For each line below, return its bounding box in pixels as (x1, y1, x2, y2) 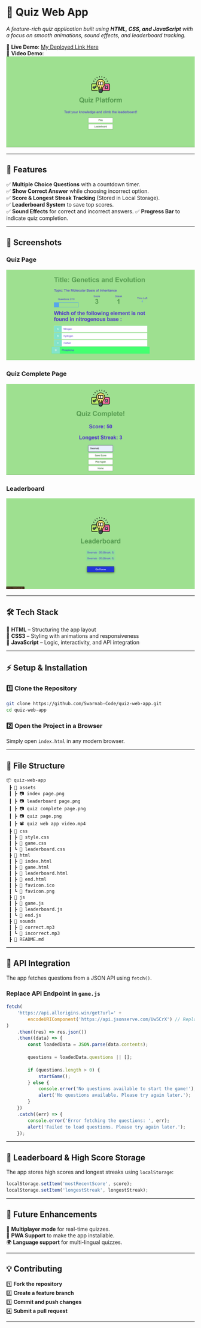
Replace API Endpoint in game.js (6, 989, 100, 998)
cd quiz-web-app (6, 707, 47, 714)
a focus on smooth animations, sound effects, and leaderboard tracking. (6, 31, 186, 38)
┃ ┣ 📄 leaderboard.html (8, 870, 68, 876)
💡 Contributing (6, 1264, 63, 1274)
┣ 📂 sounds (8, 918, 36, 924)
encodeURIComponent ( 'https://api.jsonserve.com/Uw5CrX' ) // (28, 1016, 181, 1022)
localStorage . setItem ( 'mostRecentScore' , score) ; (6, 1181, 133, 1187)
